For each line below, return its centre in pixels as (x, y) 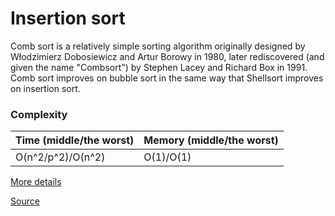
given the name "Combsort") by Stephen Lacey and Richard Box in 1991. (159, 67)
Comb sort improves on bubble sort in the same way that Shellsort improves (167, 78)
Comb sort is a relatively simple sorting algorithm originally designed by (158, 46)
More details (36, 182)
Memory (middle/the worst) (211, 140)
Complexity (39, 114)
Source (25, 201)
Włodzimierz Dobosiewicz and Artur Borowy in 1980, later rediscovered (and (167, 56)
